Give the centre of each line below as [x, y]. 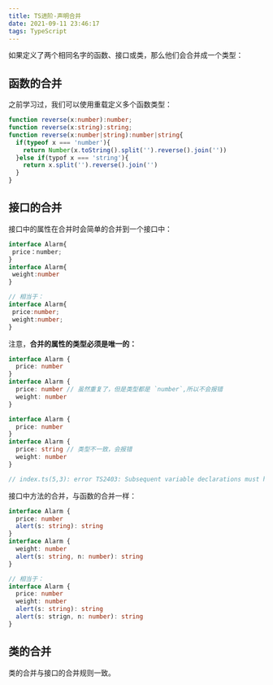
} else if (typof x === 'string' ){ [72, 158]
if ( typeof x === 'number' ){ [63, 142]
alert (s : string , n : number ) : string [80, 556]
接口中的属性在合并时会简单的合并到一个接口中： [90, 229]
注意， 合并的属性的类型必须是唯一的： [72, 343]
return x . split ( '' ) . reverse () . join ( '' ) [91, 165]
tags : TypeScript [38, 31]
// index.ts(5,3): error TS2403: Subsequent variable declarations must [134, 479]
